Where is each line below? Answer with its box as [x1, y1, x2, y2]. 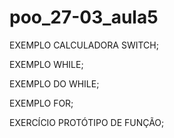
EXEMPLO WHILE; [9, 58, 84, 70]
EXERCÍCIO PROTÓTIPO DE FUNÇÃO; [9, 116, 165, 128]
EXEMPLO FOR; [9, 97, 74, 109]
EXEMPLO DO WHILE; [9, 77, 100, 90]
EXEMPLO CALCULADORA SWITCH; [9, 39, 159, 51]
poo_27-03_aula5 [9, 6, 159, 29]
